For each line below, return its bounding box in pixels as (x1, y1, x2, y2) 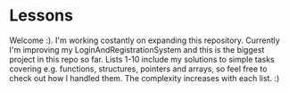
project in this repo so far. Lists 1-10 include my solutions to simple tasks (9, 54, 275, 64)
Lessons (9, 5, 74, 26)
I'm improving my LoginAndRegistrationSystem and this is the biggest (9, 44, 265, 54)
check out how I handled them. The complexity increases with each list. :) (9, 72, 280, 83)
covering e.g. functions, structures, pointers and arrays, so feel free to (9, 63, 268, 74)
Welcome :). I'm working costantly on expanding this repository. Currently (9, 35, 281, 46)
